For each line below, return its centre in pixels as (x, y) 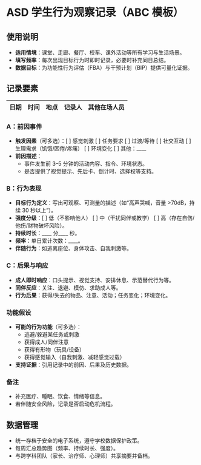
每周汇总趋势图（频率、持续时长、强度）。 (67, 448)
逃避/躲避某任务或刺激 (52, 334)
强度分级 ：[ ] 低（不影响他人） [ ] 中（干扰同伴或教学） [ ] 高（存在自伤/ (105, 218)
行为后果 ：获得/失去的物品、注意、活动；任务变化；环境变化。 (93, 295)
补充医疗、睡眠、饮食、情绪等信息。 (60, 396)
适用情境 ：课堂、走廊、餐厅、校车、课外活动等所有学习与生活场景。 (100, 53)
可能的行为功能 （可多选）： (48, 327)
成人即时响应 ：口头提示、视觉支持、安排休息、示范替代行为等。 (94, 280)
